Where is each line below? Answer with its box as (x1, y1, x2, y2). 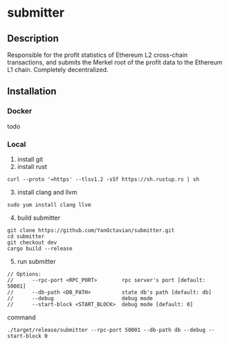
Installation (7, 85, 57, 98)
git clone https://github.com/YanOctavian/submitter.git (7, 227, 175, 233)
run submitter (17, 257, 56, 265)
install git (17, 154, 44, 163)
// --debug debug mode (7, 294, 154, 302)
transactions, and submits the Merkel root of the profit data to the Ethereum (7, 58, 223, 67)
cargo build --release (7, 245, 73, 252)
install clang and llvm (17, 188, 77, 196)
